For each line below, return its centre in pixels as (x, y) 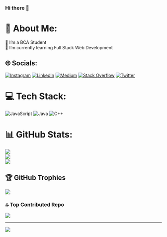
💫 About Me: (31, 29)
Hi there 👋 (17, 8)
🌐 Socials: (21, 63)
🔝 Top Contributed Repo (35, 205)
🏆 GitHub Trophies (36, 178)
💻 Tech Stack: (36, 96)
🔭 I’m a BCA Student (26, 42)
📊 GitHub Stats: (39, 134)
